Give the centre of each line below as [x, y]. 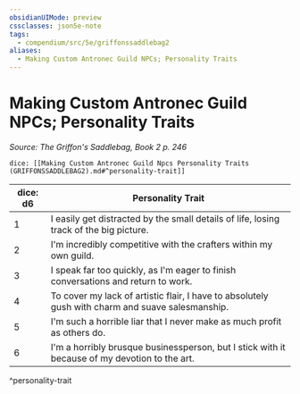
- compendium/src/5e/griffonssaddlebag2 [93, 42]
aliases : [25, 51]
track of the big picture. [100, 230]
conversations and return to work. [121, 281]
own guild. [72, 256]
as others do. [78, 332]
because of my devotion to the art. [122, 358]
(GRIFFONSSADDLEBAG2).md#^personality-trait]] [97, 171]
